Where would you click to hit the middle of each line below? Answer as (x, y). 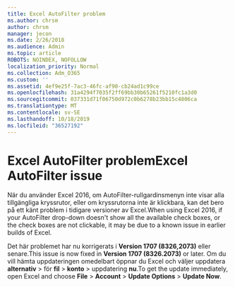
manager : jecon (30, 34)
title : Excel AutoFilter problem (56, 14)
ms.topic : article (34, 54)
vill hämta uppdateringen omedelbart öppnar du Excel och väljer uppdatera (116, 262)
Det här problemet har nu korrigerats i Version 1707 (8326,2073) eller (109, 246)
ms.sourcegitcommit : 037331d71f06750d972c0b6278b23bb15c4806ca (102, 100)
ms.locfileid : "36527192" (45, 125)
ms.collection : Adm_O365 (44, 73)
